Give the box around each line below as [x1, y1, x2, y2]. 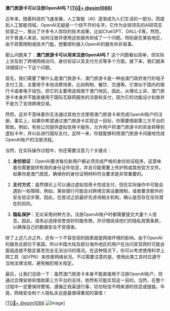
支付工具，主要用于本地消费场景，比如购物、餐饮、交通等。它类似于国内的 [5, 82, 160, 88]
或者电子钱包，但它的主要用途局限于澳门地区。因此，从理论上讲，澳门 [14, 88, 160, 94]
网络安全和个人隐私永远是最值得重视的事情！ [14, 290, 107, 296]
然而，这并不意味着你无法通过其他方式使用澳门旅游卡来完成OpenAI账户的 [5, 111, 158, 117]
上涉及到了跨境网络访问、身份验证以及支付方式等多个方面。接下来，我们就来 [5, 58, 165, 64]
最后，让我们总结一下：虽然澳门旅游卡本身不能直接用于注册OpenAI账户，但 [5, 271, 163, 277]
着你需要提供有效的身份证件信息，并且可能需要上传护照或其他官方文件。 [12, 165, 163, 170]
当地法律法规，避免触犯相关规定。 [5, 260, 76, 266]
